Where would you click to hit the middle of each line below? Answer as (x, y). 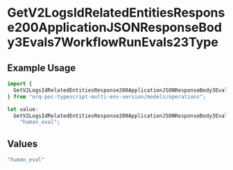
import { (20, 84)
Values (23, 144)
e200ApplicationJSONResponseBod (114, 27)
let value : (23, 109)
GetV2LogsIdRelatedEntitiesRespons (116, 13)
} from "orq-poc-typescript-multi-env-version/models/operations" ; (107, 96)
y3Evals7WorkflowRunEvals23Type (113, 42)
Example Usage (42, 68)
